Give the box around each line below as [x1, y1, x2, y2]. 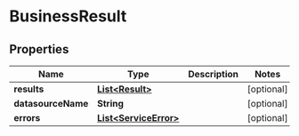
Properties [9, 42, 69, 57]
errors [13, 112, 41, 124]
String [97, 98, 125, 109]
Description [188, 68, 238, 80]
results [13, 83, 44, 95]
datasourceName [13, 98, 89, 109]
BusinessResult [9, 6, 127, 27]
